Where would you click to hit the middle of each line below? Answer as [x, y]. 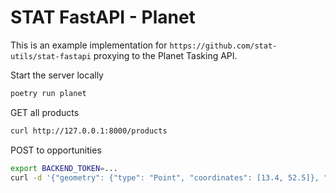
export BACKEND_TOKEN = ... [64, 168]
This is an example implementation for [89, 45]
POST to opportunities [56, 150]
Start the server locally [57, 75]
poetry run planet [48, 93]
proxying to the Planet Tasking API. [165, 55]
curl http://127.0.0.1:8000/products [89, 131]
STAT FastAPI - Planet [103, 17]
